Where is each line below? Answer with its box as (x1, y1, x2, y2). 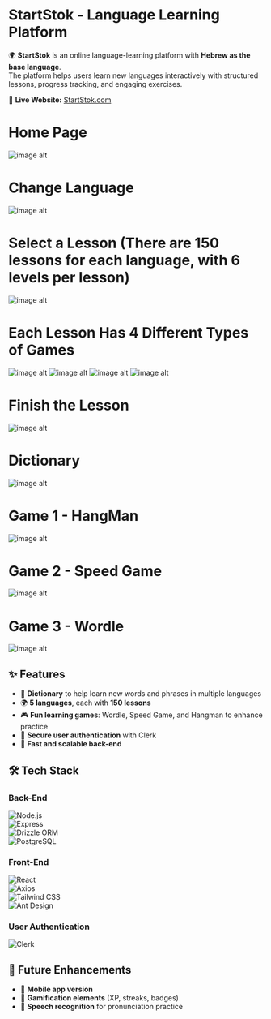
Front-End (8, 856, 49, 867)
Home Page (8, 123, 87, 142)
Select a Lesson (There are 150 (8, 234, 220, 252)
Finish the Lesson (8, 396, 129, 415)
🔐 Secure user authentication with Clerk (19, 730, 157, 740)
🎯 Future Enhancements (8, 963, 132, 977)
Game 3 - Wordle (8, 617, 125, 635)
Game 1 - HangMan (8, 506, 139, 525)
